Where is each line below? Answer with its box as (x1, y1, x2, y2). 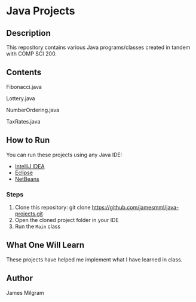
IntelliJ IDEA (14, 162, 45, 170)
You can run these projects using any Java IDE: (6, 151, 122, 158)
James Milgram (6, 289, 45, 296)
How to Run (6, 135, 50, 146)
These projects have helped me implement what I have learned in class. (6, 255, 183, 263)
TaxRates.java (6, 118, 41, 125)
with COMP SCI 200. (6, 50, 57, 57)
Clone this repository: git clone (14, 204, 91, 211)
